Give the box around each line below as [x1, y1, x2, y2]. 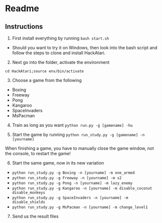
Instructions [5, 22, 43, 31]
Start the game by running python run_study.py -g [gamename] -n [12, 132, 145, 137]
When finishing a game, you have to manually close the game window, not [5, 145, 154, 151]
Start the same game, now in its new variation [12, 160, 104, 166]
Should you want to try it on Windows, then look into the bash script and [12, 45, 158, 50]
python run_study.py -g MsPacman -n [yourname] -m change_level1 [12, 205, 148, 210]
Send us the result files [12, 213, 59, 219]
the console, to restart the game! [5, 151, 71, 156]
